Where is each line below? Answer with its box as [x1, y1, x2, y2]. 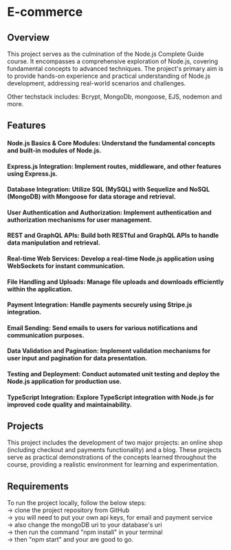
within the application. [7, 285, 73, 293]
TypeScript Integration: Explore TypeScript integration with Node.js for [7, 393, 214, 401]
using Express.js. [7, 170, 58, 178]
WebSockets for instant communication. [7, 261, 126, 269]
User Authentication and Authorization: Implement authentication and [7, 208, 212, 216]
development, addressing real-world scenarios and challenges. [7, 79, 186, 87]
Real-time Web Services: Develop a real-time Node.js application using [7, 254, 214, 263]
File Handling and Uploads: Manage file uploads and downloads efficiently [7, 277, 224, 286]
